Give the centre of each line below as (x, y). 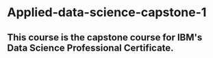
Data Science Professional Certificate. (90, 48)
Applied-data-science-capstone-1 (107, 12)
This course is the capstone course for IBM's (105, 37)
